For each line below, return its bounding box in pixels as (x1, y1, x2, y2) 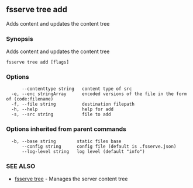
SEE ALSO (6, 162, 36, 170)
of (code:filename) (6, 96, 54, 102)
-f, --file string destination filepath (11, 102, 135, 107)
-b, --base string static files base (11, 138, 122, 144)
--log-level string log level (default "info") (21, 148, 145, 154)
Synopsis (6, 34, 33, 43)
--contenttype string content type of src (21, 86, 132, 92)
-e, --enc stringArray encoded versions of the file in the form (11, 91, 187, 97)
